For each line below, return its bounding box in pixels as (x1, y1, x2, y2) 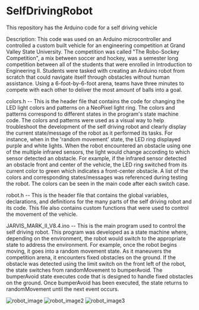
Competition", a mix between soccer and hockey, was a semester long (6, 54, 179, 61)
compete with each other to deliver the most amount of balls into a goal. (6, 86, 182, 93)
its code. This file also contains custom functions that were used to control (6, 204, 189, 211)
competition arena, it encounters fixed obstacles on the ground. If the (6, 253, 176, 261)
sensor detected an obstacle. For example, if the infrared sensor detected (6, 154, 187, 162)
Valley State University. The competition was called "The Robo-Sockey (6, 48, 179, 55)
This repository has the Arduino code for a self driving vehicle (6, 24, 157, 31)
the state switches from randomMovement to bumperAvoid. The (6, 266, 163, 274)
